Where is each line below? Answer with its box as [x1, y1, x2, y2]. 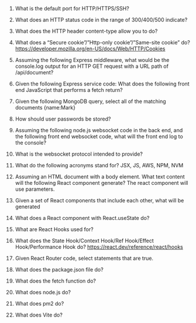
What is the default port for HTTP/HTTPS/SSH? [15, 5, 129, 12]
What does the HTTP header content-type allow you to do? [15, 28, 158, 35]
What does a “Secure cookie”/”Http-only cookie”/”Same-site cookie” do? [15, 39, 191, 46]
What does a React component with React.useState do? [15, 215, 150, 221]
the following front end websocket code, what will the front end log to [15, 133, 183, 140]
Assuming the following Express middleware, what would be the [15, 57, 170, 63]
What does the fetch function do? [15, 277, 96, 284]
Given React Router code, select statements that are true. [15, 255, 154, 262]
